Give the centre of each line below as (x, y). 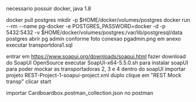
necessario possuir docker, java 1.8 (49, 9)
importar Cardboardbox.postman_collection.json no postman (80, 93)
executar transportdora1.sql (39, 45)
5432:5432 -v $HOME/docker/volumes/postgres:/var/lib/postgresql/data (94, 32)
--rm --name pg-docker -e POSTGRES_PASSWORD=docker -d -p (86, 26)
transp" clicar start (29, 81)
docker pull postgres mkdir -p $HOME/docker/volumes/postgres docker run (98, 20)
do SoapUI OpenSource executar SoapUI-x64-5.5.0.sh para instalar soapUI (97, 62)
